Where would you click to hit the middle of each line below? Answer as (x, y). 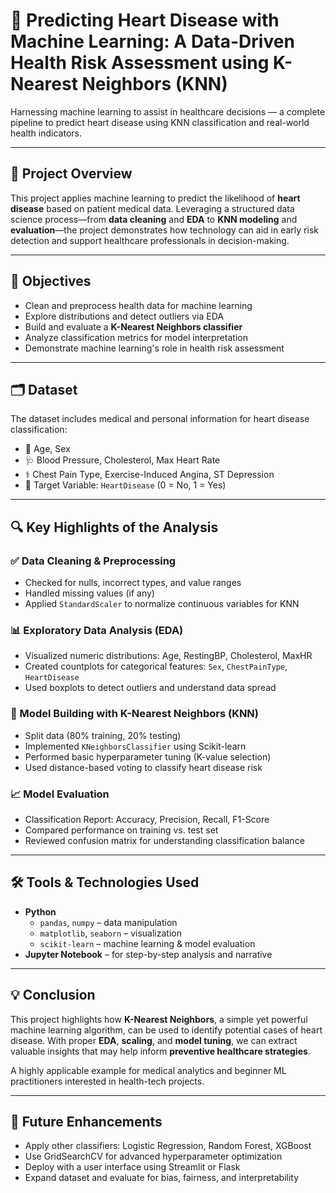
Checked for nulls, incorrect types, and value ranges (133, 583)
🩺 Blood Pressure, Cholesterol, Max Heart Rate (122, 460)
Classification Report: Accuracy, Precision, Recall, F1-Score (147, 819)
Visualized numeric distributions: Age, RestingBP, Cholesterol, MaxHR (168, 656)
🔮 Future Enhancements (86, 1121)
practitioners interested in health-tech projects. (107, 1081)
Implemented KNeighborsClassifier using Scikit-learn (135, 746)
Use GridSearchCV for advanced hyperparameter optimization (153, 1156)
